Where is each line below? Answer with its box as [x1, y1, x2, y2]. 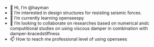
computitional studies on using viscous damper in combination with [9, 25, 148, 31]
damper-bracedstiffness [9, 31, 60, 36]
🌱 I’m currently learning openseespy [9, 15, 84, 21]
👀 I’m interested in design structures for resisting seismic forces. [9, 10, 142, 16]
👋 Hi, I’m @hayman [9, 5, 49, 10]
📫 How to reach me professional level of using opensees [9, 36, 128, 42]
